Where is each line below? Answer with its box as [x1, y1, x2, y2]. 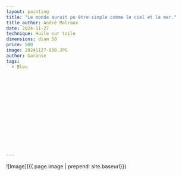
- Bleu [11, 63, 28, 70]
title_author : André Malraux [6, 20, 79, 25]
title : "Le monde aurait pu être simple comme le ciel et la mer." [6, 14, 177, 20]
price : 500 [6, 42, 33, 48]
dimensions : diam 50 [6, 36, 58, 42]
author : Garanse [6, 53, 46, 59]
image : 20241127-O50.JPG [6, 47, 68, 53]
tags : [6, 58, 20, 64]
